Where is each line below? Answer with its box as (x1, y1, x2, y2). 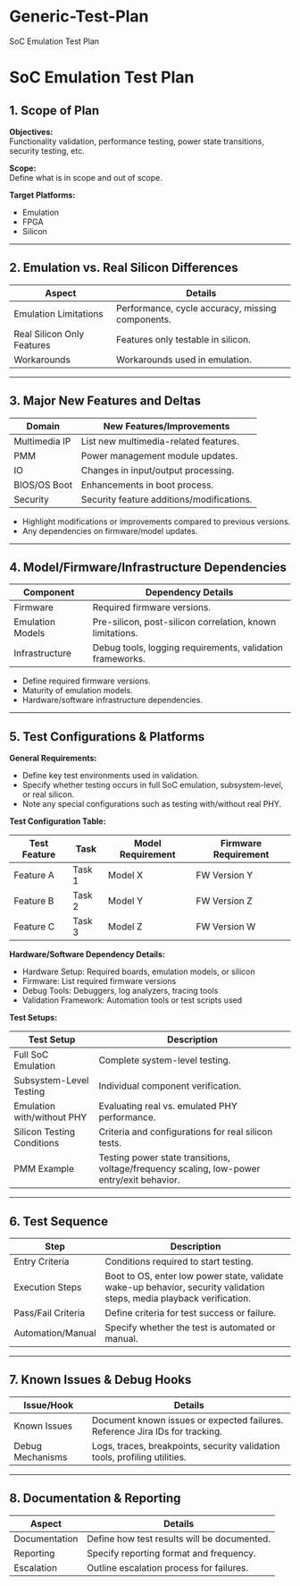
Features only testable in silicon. (115, 333, 252, 345)
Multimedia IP (13, 435, 71, 447)
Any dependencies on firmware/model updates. (21, 525, 198, 536)
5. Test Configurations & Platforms (9, 729, 205, 744)
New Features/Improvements (103, 420, 230, 432)
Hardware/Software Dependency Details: (9, 949, 165, 960)
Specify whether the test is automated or (104, 1321, 276, 1334)
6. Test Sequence (9, 1214, 109, 1229)
